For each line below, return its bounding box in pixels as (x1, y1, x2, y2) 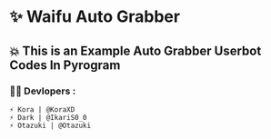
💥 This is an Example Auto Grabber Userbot (9, 43, 262, 58)
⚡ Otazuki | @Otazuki (9, 121, 92, 130)
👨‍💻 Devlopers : (9, 84, 76, 97)
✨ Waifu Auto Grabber (9, 6, 180, 27)
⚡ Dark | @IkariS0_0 (9, 113, 88, 122)
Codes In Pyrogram (9, 57, 121, 73)
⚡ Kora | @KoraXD (9, 104, 75, 114)
